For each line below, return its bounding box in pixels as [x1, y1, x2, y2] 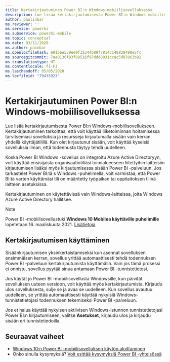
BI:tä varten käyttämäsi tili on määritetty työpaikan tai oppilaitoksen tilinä [5, 175, 156, 182]
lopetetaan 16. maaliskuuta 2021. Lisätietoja [5, 221, 96, 227]
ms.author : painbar [5, 45, 47, 50]
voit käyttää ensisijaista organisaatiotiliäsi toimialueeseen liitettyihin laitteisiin [5, 159, 165, 165]
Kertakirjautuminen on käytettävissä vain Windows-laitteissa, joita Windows [5, 191, 163, 197]
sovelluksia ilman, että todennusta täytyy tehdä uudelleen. [5, 144, 126, 150]
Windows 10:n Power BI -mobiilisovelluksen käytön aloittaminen [12, 346, 145, 352]
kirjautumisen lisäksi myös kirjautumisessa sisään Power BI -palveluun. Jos [5, 165, 162, 171]
